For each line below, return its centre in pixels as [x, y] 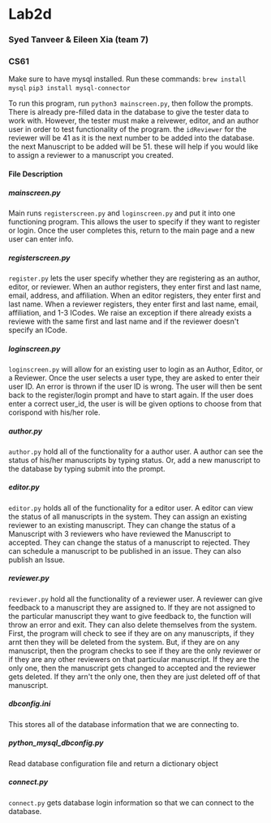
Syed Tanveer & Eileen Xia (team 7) [78, 40]
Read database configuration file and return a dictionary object [114, 763]
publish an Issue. [37, 560]
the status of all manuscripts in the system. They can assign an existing [128, 516]
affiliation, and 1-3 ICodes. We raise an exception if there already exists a [130, 312]
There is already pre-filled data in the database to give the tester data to [129, 112]
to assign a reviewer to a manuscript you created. [91, 155]
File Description [36, 174]
